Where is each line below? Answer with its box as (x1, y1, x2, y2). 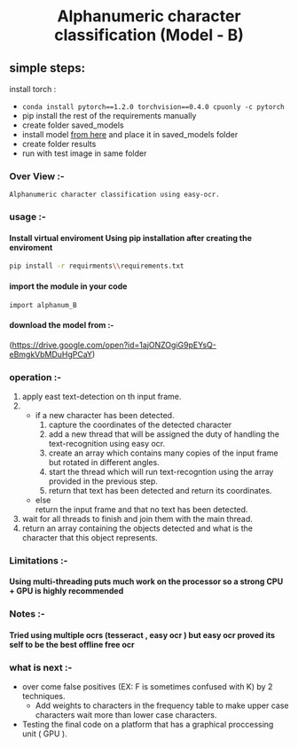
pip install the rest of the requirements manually (21, 111, 197, 121)
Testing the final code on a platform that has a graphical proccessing (21, 720, 274, 730)
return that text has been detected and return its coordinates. (48, 485, 272, 495)
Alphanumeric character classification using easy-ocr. (9, 191, 220, 199)
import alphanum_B (9, 300, 77, 309)
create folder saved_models (21, 120, 124, 130)
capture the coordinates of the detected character (48, 419, 232, 430)
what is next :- (9, 661, 73, 673)
